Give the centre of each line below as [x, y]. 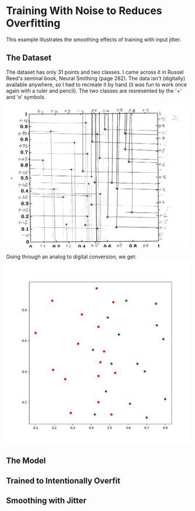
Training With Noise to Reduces [84, 11]
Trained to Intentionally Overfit [63, 481]
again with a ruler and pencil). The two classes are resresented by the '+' [94, 91]
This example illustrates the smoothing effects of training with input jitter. [94, 39]
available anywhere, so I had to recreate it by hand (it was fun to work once [97, 84]
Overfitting [33, 23]
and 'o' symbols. [26, 97]
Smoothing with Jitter [46, 501]
